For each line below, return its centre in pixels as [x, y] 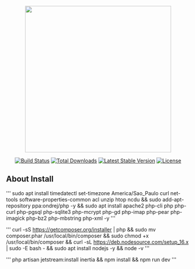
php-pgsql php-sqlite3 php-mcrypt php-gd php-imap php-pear [93, 212]
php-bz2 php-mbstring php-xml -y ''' [71, 218]
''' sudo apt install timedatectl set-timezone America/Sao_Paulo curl [88, 193]
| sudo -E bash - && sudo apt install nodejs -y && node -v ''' [78, 248]
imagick [15, 218]
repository [18, 206]
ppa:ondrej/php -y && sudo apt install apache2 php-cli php [102, 206]
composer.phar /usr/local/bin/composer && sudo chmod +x [77, 236]
